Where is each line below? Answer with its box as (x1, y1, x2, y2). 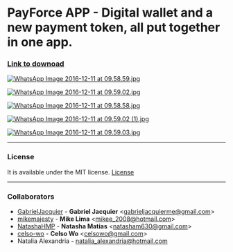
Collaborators (7, 192, 55, 201)
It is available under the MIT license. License (7, 168, 135, 176)
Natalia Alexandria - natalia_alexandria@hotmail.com (17, 237, 168, 245)
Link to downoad (7, 59, 64, 69)
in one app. (7, 35, 73, 50)
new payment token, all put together (7, 19, 221, 35)
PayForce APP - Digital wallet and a (7, 5, 214, 21)
